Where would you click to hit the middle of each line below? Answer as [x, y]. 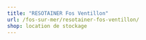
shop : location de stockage [47, 26]
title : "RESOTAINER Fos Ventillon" [58, 13]
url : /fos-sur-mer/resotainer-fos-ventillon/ [73, 20]
